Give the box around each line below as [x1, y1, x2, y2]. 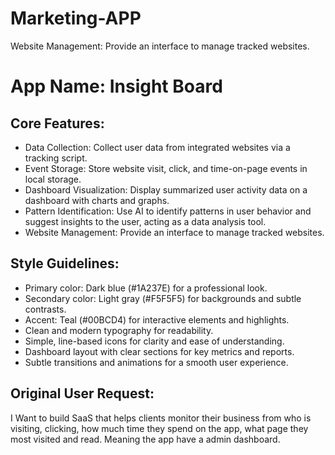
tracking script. [24, 152, 88, 164]
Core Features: [10, 115, 105, 132]
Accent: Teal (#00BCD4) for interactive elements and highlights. [24, 313, 290, 326]
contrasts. [24, 303, 67, 315]
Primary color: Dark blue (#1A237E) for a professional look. [24, 282, 268, 294]
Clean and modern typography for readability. [24, 324, 214, 336]
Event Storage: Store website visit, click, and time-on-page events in [24, 162, 308, 174]
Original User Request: [10, 385, 155, 402]
